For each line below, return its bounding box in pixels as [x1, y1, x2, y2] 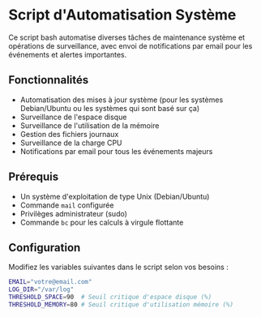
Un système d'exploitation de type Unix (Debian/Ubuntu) [19, 191, 210, 201]
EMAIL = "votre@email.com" [8, 278, 92, 286]
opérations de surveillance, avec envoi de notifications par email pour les [8, 41, 253, 50]
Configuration [8, 241, 81, 255]
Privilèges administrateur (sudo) [19, 208, 128, 218]
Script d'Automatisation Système [8, 6, 237, 24]
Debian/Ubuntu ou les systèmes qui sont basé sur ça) [19, 103, 200, 113]
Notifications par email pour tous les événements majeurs [19, 146, 213, 156]
